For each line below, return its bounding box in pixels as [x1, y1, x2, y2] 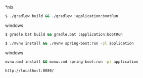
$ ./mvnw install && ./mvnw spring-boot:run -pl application [5, 41, 134, 46]
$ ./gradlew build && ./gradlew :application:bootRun [5, 14, 119, 19]
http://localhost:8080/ [5, 68, 54, 73]
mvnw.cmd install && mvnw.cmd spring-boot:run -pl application [5, 59, 139, 64]
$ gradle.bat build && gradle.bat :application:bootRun [5, 32, 123, 37]
